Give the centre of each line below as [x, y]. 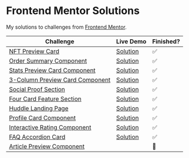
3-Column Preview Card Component [60, 80]
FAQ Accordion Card [37, 137]
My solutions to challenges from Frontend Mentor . [67, 27]
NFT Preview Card [34, 51]
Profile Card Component [43, 118]
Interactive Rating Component [50, 127]
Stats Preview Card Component [52, 70]
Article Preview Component [47, 146]
